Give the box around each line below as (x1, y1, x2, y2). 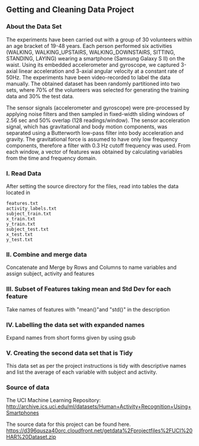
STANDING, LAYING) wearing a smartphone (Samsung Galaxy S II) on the (6, 54, 185, 62)
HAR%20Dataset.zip (6, 434, 56, 441)
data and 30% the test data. (6, 92, 75, 100)
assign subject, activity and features (6, 270, 95, 277)
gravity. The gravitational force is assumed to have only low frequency (6, 136, 178, 143)
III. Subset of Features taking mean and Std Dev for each (6, 285, 171, 293)
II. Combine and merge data (6, 250, 87, 258)
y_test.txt (6, 236, 33, 242)
